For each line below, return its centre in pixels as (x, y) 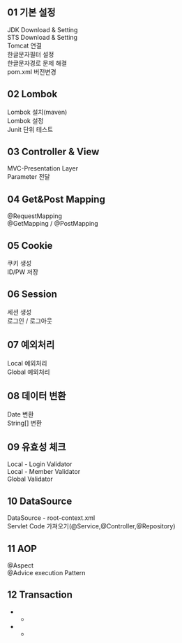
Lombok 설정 (25, 120)
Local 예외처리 (27, 363)
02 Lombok (32, 94)
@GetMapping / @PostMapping (53, 224)
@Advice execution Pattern (46, 572)
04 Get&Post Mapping (56, 199)
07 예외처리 (31, 345)
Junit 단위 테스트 (30, 129)
